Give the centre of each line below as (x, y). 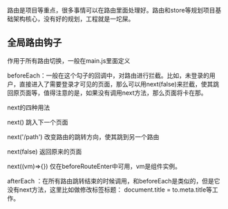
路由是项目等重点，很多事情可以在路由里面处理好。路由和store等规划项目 (111, 10)
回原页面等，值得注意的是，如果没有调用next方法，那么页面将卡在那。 (107, 93)
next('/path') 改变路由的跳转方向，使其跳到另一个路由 (83, 136)
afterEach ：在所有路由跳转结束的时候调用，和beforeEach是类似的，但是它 (114, 181)
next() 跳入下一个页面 (38, 122)
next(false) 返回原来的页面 (45, 152)
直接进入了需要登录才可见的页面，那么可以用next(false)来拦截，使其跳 (119, 84)
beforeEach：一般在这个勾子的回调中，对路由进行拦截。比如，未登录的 (108, 75)
